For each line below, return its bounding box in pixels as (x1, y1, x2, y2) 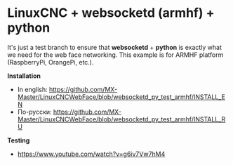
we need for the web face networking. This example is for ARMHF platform (7, 51, 224, 59)
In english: (17, 85, 48, 93)
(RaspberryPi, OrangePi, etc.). (7, 58, 94, 66)
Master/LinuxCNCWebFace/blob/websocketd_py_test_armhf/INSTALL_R (17, 114, 226, 124)
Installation (7, 72, 41, 80)
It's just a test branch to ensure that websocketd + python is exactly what (7, 43, 222, 51)
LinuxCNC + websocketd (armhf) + (7, 5, 215, 21)
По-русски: (17, 107, 52, 116)
